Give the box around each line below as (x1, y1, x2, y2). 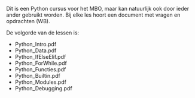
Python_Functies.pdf (14, 66, 66, 73)
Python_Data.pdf (14, 47, 57, 54)
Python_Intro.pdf (14, 41, 57, 48)
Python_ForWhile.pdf (14, 59, 67, 67)
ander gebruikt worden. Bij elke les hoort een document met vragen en (6, 11, 181, 18)
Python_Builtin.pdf (14, 72, 61, 79)
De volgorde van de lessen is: (6, 29, 80, 36)
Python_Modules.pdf (14, 78, 67, 86)
